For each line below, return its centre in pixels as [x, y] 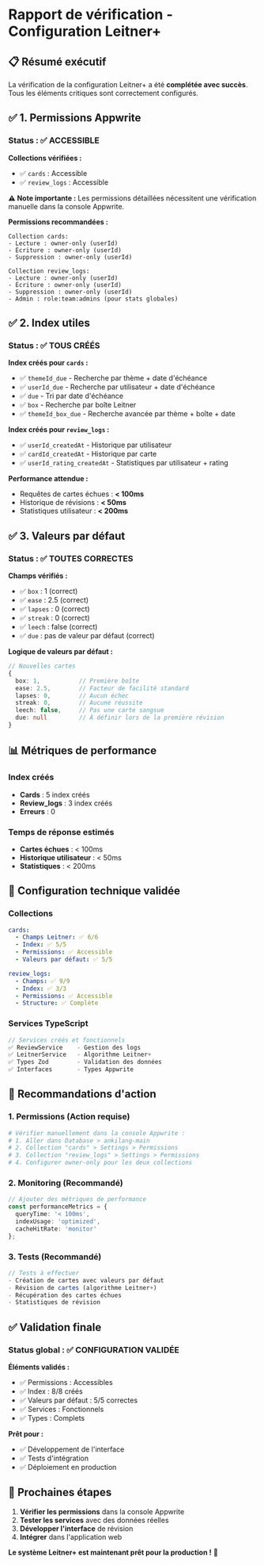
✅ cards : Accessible [53, 173]
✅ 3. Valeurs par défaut [67, 536]
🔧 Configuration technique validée [94, 891]
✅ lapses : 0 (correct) [55, 609]
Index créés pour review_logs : [59, 430]
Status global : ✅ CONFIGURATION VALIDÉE [94, 1349]
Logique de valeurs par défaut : [60, 652]
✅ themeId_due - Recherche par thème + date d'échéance [113, 378]
